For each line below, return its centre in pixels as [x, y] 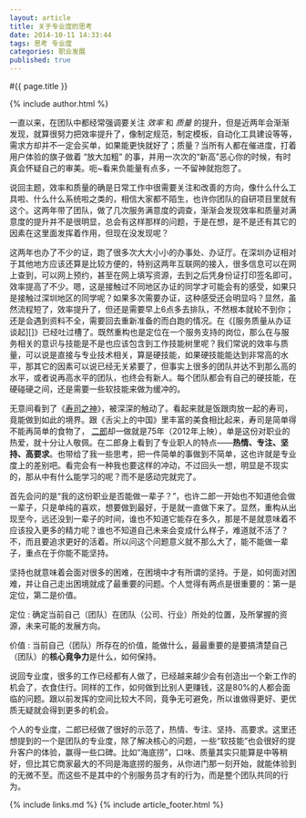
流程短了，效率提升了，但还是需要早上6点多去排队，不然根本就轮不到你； [155, 309]
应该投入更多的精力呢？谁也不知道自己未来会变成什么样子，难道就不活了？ [149, 530]
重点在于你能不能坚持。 [69, 553]
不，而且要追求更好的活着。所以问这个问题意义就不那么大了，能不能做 [141, 542]
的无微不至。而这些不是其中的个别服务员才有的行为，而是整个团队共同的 [145, 775]
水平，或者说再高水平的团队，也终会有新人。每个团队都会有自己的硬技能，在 [153, 378]
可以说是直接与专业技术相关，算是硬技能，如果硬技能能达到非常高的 [153, 355]
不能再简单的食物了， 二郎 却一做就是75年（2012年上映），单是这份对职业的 [150, 431]
